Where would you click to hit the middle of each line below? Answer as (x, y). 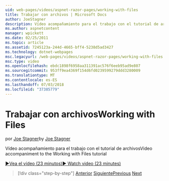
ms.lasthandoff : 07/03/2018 (35, 84)
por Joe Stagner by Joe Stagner (38, 139)
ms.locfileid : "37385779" (32, 89)
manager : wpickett (24, 33)
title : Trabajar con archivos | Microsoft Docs (56, 15)
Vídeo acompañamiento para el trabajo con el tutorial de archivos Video (79, 148)
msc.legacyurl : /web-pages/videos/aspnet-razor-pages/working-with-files (84, 57)
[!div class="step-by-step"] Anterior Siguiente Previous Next (80, 173)
